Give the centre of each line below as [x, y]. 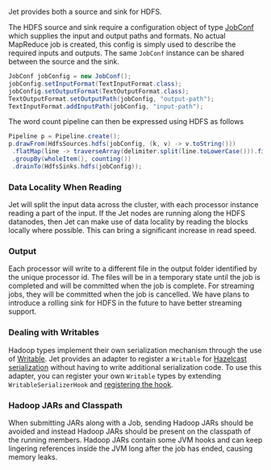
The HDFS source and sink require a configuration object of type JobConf [131, 27]
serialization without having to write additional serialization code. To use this [135, 367]
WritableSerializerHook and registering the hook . [91, 384]
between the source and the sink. [64, 61]
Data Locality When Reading [65, 187]
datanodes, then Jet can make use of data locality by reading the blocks [128, 222]
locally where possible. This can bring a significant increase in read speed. [132, 231]
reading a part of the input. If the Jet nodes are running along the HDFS [127, 214]
